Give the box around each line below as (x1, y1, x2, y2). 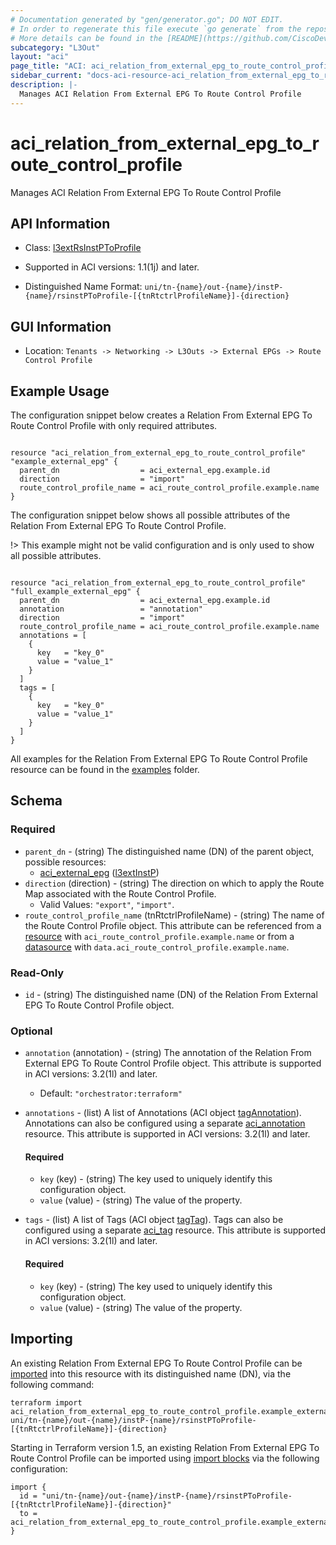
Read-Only (10, 966, 65, 980)
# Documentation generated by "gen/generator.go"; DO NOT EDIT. (10, 14, 284, 25)
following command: (10, 1378, 95, 1390)
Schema (10, 792, 63, 810)
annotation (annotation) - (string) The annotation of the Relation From (24, 1047, 312, 1059)
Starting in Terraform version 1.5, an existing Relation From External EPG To (10, 1441, 320, 1453)
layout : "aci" (10, 52, 70, 62)
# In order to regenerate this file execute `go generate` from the (10, 24, 302, 34)
